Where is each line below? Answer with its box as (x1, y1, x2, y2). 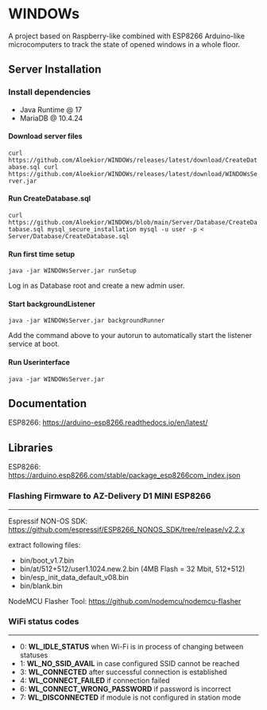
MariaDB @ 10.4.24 (19, 113, 83, 123)
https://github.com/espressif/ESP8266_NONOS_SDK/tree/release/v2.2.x (8, 524, 245, 534)
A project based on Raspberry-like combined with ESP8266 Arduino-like (8, 31, 245, 41)
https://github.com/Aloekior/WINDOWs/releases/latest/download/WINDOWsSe (8, 170, 258, 178)
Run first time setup (8, 249, 75, 259)
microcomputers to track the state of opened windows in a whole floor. (8, 39, 241, 49)
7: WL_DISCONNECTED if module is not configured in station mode (19, 692, 241, 702)
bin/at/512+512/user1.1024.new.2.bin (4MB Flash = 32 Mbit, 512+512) (19, 563, 246, 574)
